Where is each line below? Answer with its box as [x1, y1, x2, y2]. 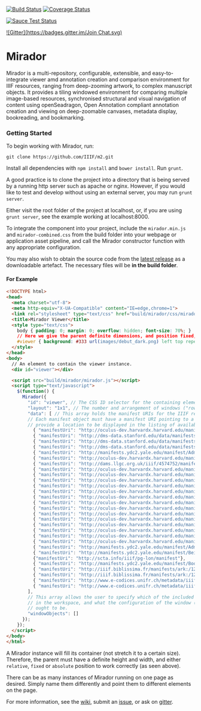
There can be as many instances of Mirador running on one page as [6, 673, 174, 681]
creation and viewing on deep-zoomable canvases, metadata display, [6, 108, 178, 115]
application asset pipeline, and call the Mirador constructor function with [6, 237, 185, 245]
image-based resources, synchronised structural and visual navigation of [6, 94, 187, 102]
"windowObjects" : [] [28, 611, 79, 617]
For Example [6, 275, 38, 282]
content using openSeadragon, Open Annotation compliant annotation [6, 101, 179, 108]
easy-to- [152, 69, 173, 77]
